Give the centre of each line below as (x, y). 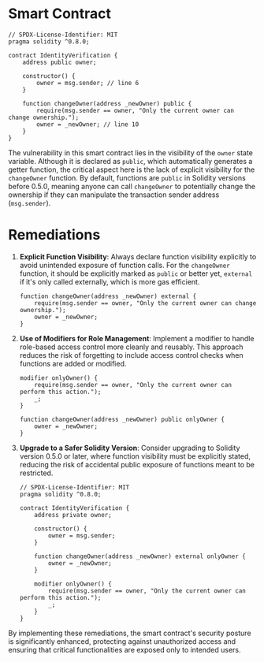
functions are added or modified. (73, 363)
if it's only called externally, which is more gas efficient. (110, 281)
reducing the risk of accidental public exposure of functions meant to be (137, 464)
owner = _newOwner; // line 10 (88, 124)
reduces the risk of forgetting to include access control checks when (132, 355)
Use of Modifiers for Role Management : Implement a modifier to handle (137, 338)
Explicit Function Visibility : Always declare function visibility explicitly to (138, 256)
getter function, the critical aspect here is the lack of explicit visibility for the (132, 169)
